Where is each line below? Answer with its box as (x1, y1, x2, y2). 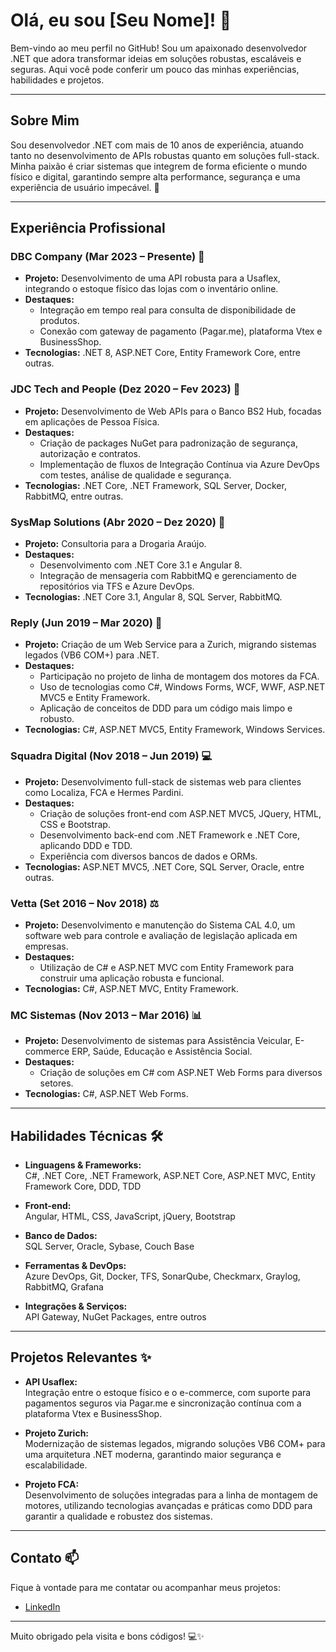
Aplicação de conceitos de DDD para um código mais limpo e (39, 702, 293, 714)
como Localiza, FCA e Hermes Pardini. (24, 786, 184, 798)
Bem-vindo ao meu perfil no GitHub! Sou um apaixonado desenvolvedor (10, 42, 308, 54)
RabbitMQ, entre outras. (24, 490, 124, 502)
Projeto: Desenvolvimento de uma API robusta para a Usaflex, (24, 272, 281, 284)
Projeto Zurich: (24, 1427, 90, 1439)
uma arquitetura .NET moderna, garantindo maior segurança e (24, 1448, 282, 1460)
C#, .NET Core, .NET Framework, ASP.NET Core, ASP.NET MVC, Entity (24, 1170, 316, 1182)
